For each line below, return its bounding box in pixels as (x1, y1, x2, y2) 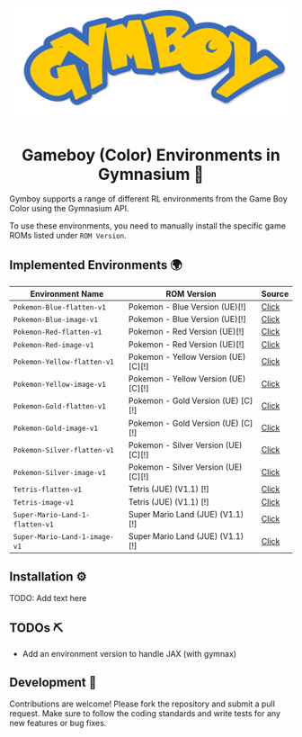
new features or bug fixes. (9, 718, 107, 728)
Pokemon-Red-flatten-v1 (13, 328, 102, 337)
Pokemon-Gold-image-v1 (13, 424, 99, 434)
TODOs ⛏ (9, 620, 64, 635)
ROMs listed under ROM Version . (9, 230, 128, 241)
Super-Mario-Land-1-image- (13, 533, 114, 542)
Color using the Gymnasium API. (9, 203, 129, 214)
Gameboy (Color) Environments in (22, 145, 280, 165)
